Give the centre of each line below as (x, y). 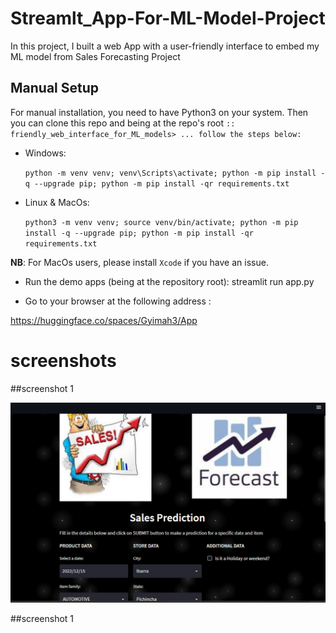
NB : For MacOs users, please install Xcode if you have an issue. (139, 262)
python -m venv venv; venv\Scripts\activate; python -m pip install (170, 173)
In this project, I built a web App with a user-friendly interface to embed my (165, 46)
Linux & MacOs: (57, 202)
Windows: (45, 153)
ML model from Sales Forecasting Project (95, 56)
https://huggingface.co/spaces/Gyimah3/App (104, 320)
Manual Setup (55, 88)
